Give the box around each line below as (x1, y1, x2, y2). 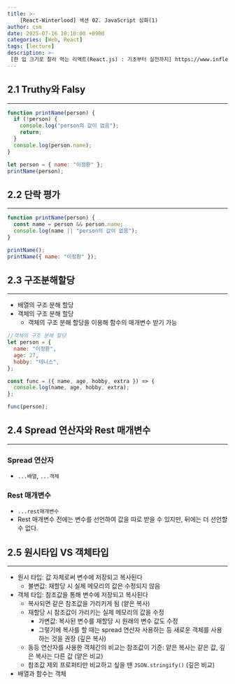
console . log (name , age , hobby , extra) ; (13, 384, 130, 391)
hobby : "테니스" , (13, 358, 59, 366)
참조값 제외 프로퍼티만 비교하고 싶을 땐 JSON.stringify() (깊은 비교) (27, 661, 215, 669)
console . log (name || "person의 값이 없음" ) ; (13, 227, 138, 234)
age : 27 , (13, 351, 39, 358)
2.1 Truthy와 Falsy (7, 83, 86, 95)
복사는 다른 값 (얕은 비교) (35, 652, 104, 660)
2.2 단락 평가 (7, 189, 61, 201)
